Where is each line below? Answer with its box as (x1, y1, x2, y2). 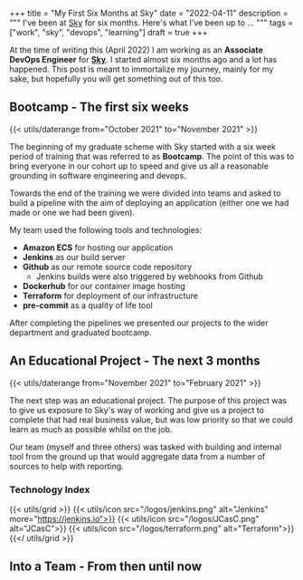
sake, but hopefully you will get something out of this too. (9, 73, 223, 84)
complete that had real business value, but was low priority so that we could (9, 414, 294, 425)
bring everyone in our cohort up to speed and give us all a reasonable (9, 160, 270, 171)
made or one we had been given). (9, 207, 136, 217)
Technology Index (9, 483, 90, 496)
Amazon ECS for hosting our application (22, 242, 174, 253)
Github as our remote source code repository (22, 261, 193, 272)
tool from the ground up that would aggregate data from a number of (9, 450, 266, 461)
